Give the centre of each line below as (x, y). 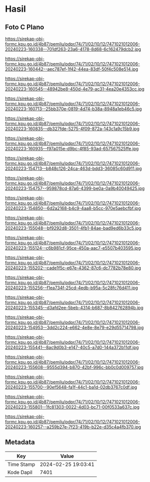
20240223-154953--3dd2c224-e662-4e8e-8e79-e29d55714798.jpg (75, 327)
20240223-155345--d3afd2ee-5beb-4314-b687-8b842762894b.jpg (74, 308)
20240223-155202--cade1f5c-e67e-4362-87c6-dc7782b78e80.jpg (73, 268)
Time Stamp (21, 464)
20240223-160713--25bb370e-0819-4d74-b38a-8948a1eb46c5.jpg (74, 109)
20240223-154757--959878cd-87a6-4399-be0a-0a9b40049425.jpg (75, 188)
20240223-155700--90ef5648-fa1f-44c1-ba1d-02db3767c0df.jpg (71, 387)
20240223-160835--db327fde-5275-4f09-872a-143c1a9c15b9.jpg (72, 129)
